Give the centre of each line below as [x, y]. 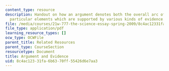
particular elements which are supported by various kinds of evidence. [88, 19]
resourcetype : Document [30, 51]
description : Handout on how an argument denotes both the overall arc [82, 14]
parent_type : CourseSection [35, 47]
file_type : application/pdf [35, 28]
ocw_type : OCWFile [24, 38]
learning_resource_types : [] [36, 33]
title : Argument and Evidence [37, 56]
